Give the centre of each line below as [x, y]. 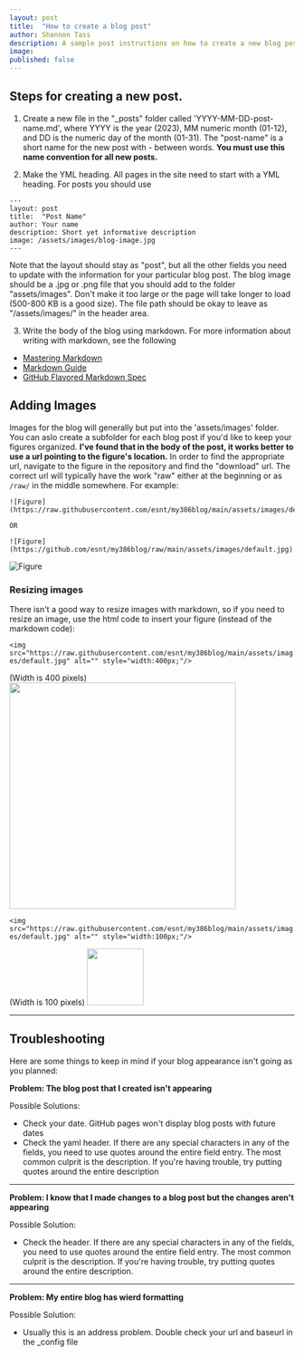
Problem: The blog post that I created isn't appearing [111, 1088]
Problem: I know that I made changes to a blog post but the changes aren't [152, 1197]
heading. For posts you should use [87, 184]
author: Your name [44, 224]
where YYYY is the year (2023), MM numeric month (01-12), [176, 128]
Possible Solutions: [45, 1105]
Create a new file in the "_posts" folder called [107, 118]
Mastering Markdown [62, 358]
